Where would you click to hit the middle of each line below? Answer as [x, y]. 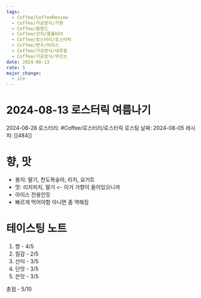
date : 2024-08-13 [28, 62]
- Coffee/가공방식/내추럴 [40, 51]
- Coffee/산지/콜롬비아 [37, 34]
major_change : [24, 73]
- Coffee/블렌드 [30, 28]
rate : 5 [16, 67]
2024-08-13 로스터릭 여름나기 [79, 110]
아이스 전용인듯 [33, 195]
